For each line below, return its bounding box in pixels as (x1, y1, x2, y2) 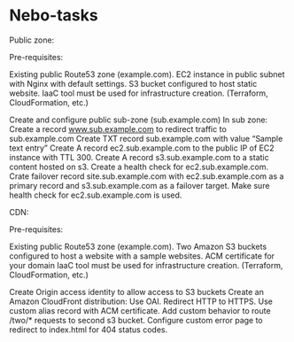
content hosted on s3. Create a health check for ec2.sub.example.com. (9, 161, 269, 172)
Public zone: (9, 35, 55, 45)
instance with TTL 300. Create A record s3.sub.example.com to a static (9, 152, 269, 162)
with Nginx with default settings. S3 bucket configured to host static (9, 78, 258, 89)
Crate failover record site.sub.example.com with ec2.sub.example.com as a (9, 170, 284, 182)
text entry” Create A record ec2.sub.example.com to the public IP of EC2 (9, 143, 275, 153)
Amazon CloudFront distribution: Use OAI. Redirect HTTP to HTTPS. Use (9, 296, 273, 307)
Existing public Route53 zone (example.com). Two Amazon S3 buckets (9, 241, 267, 252)
